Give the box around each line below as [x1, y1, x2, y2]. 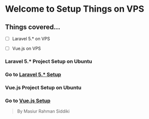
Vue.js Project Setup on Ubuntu [5, 84, 82, 91]
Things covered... [5, 23, 61, 31]
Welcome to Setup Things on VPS [5, 3, 144, 15]
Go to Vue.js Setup [5, 97, 50, 104]
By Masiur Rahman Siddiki [17, 108, 70, 114]
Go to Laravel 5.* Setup [5, 71, 62, 78]
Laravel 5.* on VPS [12, 36, 50, 41]
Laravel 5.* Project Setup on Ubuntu [5, 58, 92, 65]
